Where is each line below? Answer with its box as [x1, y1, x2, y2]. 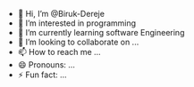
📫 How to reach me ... [17, 47, 101, 57]
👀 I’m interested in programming [17, 18, 137, 28]
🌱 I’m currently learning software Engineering [17, 28, 185, 37]
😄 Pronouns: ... [17, 59, 76, 70]
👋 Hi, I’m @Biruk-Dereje [17, 9, 105, 19]
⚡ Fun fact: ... [17, 69, 67, 80]
